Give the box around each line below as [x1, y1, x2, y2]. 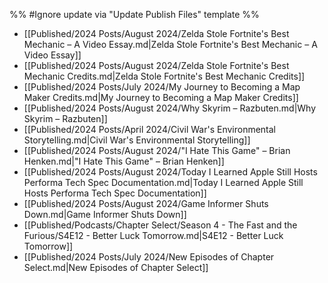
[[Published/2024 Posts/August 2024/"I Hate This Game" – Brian [23, 145, 291, 156]
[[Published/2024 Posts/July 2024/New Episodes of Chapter [23, 251, 275, 263]
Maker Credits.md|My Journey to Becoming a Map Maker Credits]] [23, 92, 299, 103]
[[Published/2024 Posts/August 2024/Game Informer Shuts [23, 198, 269, 209]
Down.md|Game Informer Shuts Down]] [23, 209, 187, 220]
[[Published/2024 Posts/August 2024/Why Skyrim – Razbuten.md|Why [23, 102, 317, 114]
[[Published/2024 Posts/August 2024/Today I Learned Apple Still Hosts [23, 166, 318, 178]
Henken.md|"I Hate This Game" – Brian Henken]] [23, 155, 225, 167]
